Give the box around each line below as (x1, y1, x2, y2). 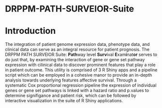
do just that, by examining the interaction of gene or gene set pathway (5, 57, 145, 63)
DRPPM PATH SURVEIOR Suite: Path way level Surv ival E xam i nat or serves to (5, 52, 158, 57)
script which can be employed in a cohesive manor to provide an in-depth (5, 72, 152, 78)
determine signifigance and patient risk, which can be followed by (5, 93, 136, 98)
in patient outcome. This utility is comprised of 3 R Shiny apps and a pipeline (5, 67, 158, 73)
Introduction (5, 26, 56, 37)
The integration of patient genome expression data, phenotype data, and (5, 41, 150, 47)
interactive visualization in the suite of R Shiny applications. (5, 98, 123, 104)
